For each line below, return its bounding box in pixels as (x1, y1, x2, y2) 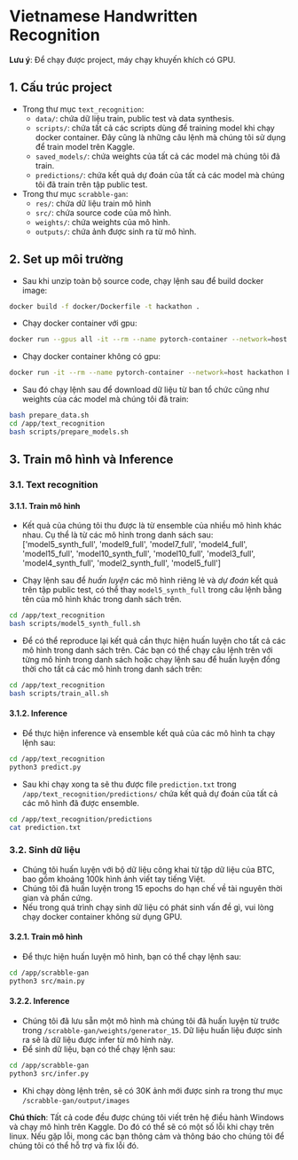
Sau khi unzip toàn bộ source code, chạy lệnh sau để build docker (21, 275, 264, 286)
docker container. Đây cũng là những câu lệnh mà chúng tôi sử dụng (35, 131, 286, 143)
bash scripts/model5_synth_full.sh (9, 619, 141, 629)
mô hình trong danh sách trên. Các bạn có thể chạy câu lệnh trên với (21, 645, 273, 655)
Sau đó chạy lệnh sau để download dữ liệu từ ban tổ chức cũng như (21, 384, 270, 396)
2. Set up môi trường (9, 252, 124, 267)
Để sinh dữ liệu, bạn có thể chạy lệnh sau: (21, 1044, 176, 1054)
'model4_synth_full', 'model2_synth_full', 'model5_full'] (21, 558, 222, 568)
